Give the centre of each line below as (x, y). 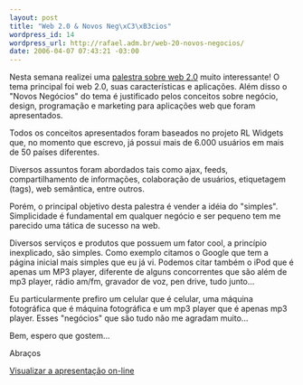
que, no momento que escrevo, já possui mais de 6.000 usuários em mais (147, 143)
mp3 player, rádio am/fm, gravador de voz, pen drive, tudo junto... (132, 282)
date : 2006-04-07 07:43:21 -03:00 (75, 52)
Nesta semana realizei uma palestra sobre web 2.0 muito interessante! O (145, 77)
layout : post (34, 18)
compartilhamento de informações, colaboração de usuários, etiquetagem (148, 179)
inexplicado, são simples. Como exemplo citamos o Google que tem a (139, 253)
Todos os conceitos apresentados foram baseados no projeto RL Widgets (147, 133)
